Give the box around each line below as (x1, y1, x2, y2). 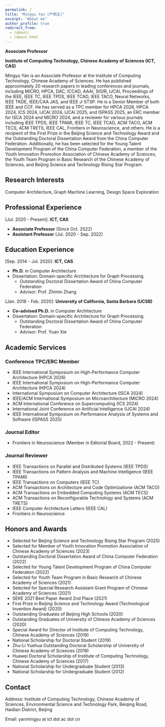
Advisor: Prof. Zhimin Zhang (19, 289, 77, 295)
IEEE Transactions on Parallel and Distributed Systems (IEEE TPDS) (12, 463, 148, 469)
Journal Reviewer (5, 452, 48, 459)
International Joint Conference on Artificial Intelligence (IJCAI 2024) (12, 406, 150, 412)
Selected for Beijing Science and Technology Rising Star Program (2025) (12, 538, 160, 544)
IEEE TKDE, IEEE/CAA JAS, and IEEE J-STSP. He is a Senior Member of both (5, 99, 160, 104)
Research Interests (5, 176, 65, 184)
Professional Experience (5, 203, 82, 212)
